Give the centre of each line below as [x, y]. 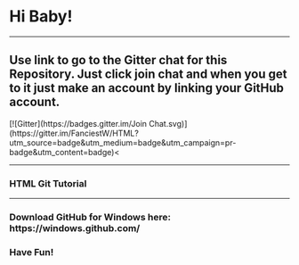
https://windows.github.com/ [75, 228]
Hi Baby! [41, 17]
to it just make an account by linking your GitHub [147, 88]
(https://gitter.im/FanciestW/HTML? [74, 133]
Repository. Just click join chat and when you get [148, 75]
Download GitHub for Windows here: [90, 217]
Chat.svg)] [168, 123]
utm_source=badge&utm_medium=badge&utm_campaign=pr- [123, 142]
